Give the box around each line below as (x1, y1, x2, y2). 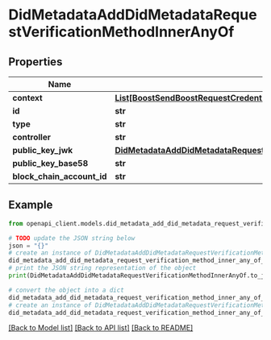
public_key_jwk (12, 145, 73, 155)
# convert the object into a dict (8, 286, 125, 294)
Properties (8, 55, 63, 68)
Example (8, 198, 53, 212)
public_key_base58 (12, 158, 89, 168)
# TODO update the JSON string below (8, 234, 135, 243)
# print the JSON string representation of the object (8, 264, 197, 272)
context (12, 93, 43, 103)
